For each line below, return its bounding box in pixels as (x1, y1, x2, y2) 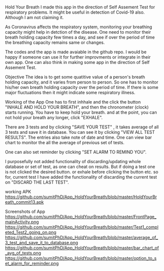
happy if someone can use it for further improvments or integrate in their (5, 54, 151, 60)
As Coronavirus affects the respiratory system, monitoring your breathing (5, 24, 152, 30)
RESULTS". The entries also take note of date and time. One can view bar (5, 134, 152, 140)
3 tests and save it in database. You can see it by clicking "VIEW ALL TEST (5, 129, 155, 135)
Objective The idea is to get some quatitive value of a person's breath (5, 74, 145, 80)
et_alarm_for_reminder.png (5, 261, 59, 266)
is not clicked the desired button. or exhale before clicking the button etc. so (5, 169, 159, 175)
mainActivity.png (5, 219, 39, 225)
